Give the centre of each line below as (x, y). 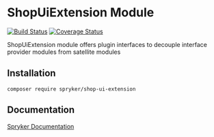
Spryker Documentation (41, 126)
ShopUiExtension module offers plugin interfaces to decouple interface (107, 44)
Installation (31, 73)
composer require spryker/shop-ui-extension (71, 89)
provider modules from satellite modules (64, 52)
